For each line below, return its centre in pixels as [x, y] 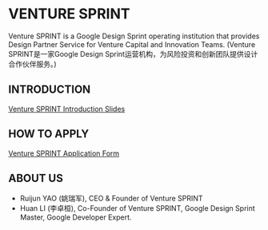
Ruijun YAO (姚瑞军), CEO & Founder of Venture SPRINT [111, 198]
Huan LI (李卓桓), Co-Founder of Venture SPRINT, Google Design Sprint [138, 208]
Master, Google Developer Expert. [76, 217]
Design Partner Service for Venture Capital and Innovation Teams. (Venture [132, 44]
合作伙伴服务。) [33, 64]
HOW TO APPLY [49, 134]
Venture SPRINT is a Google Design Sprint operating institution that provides [134, 36]
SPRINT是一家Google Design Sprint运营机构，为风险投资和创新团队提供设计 [133, 54]
